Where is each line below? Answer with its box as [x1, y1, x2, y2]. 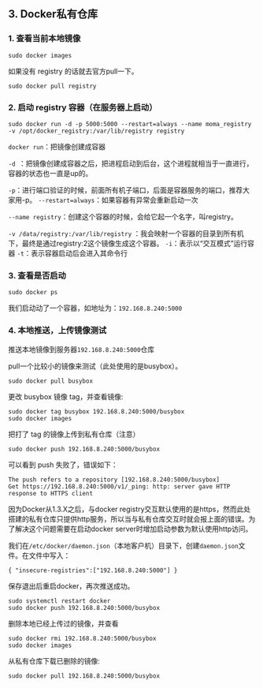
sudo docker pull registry [8, 82, 97, 90]
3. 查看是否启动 [8, 270, 67, 281]
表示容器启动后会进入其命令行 [31, 248, 128, 258]
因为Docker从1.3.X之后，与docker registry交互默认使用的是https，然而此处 [8, 504, 251, 514]
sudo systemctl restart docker [8, 596, 111, 605]
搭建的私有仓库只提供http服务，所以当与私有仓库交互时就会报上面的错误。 [8, 514, 250, 523]
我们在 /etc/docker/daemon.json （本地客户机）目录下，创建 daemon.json [8, 540, 239, 550]
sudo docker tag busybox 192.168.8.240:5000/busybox [8, 407, 185, 416]
